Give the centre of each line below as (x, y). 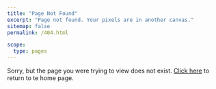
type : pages (30, 51)
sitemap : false (29, 26)
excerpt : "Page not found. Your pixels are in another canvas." (100, 20)
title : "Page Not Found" (42, 13)
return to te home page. (40, 78)
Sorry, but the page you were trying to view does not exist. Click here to (108, 71)
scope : (16, 45)
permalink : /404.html (38, 33)
